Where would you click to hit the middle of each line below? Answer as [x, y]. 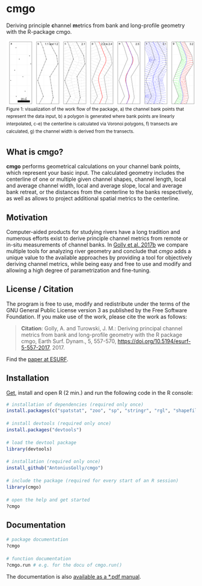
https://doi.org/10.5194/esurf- [154, 341]
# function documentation [38, 559]
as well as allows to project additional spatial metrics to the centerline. [93, 198]
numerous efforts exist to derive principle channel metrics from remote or [97, 238]
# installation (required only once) [54, 462]
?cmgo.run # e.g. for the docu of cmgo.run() [64, 565]
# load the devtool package [41, 443]
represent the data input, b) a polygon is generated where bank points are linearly [90, 116]
